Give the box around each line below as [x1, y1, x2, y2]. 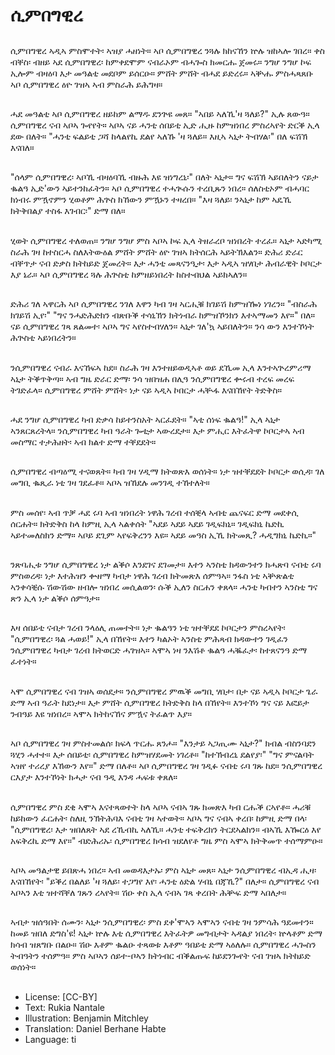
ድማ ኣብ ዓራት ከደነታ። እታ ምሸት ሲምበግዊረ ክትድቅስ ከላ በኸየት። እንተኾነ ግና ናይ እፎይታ [10, 696, 310, 708]
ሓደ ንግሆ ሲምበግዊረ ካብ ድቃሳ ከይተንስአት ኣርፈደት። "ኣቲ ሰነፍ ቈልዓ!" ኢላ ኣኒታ [10, 413, 281, 425]
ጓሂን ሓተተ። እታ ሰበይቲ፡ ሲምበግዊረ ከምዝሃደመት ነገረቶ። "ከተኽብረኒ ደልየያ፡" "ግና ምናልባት [10, 749, 315, 761]
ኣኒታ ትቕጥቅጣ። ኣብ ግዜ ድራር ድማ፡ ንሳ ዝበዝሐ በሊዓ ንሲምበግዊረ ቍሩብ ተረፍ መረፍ [10, 372, 295, 384]
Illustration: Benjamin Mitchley [24, 1012, 149, 1024]
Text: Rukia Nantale [24, 1001, 105, 1013]
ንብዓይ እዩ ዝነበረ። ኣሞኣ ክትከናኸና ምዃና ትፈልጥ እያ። [10, 707, 192, 719]
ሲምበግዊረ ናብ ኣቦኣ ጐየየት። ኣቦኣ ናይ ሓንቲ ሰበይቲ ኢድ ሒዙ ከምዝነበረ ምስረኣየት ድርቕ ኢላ [10, 119, 320, 131]
